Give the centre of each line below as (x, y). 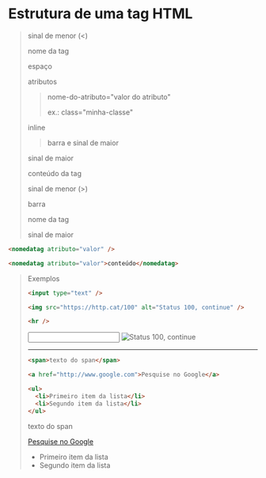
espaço (40, 66)
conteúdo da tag (54, 173)
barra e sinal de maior (83, 142)
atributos (42, 81)
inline (36, 127)
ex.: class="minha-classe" (90, 112)
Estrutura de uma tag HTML (101, 14)
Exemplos (44, 278)
